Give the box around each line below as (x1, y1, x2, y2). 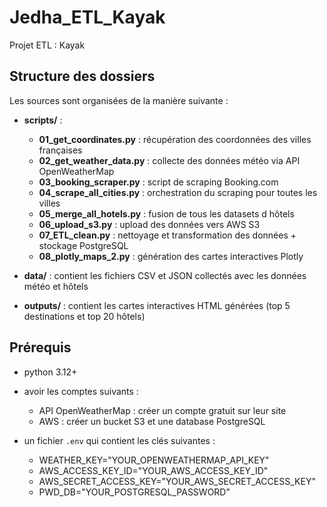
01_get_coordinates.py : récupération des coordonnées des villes (38, 133, 312, 145)
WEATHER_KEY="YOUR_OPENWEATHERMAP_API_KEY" (38, 454, 270, 466)
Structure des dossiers (9, 68, 156, 85)
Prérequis (9, 339, 72, 356)
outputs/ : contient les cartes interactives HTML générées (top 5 (23, 299, 291, 311)
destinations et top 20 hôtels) (23, 310, 146, 322)
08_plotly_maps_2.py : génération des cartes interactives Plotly (38, 250, 304, 262)
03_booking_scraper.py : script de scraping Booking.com (38, 176, 279, 188)
